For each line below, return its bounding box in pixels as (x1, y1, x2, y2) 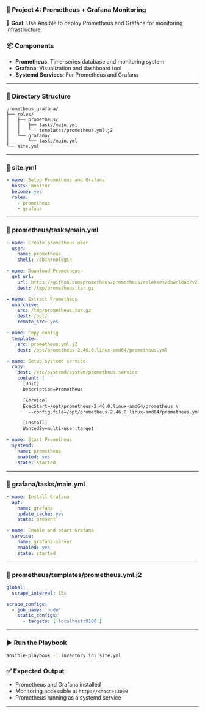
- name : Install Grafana (6, 493, 70, 500)
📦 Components (6, 42, 54, 50)
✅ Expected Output (6, 667, 65, 676)
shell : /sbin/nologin (17, 257, 72, 263)
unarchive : (12, 301, 40, 308)
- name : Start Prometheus (6, 437, 72, 443)
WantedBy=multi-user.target (22, 426, 95, 432)
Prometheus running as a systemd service (15, 693, 121, 701)
